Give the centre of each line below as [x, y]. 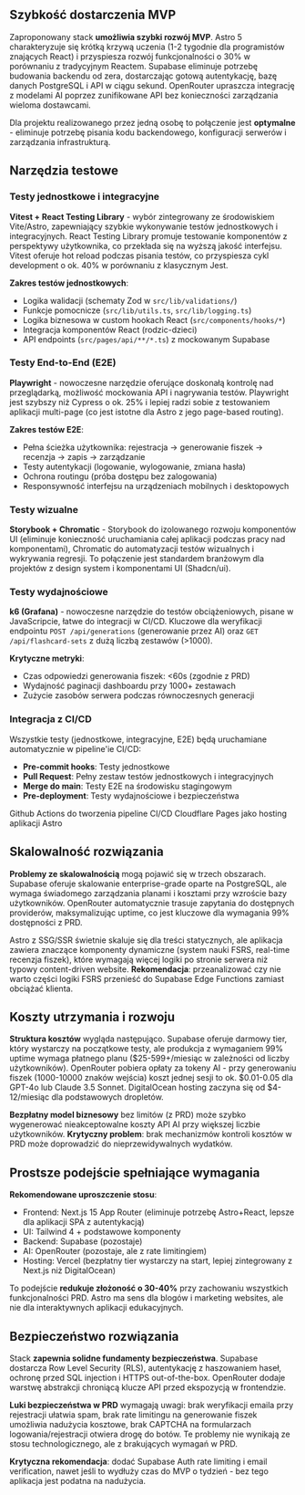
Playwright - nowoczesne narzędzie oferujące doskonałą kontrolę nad [142, 382]
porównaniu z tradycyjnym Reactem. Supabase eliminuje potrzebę [133, 66]
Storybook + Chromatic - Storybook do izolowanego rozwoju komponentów [153, 529]
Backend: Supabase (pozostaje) [82, 1241]
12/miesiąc [30, 1097]
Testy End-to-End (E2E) [63, 362]
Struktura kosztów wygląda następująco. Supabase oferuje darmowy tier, [148, 1039]
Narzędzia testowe [64, 171]
